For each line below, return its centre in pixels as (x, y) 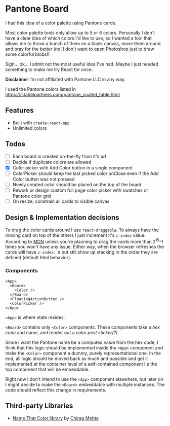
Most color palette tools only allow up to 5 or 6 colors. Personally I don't (80, 32)
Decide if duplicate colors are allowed (52, 162)
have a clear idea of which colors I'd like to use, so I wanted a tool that (78, 38)
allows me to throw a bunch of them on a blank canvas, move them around (83, 43)
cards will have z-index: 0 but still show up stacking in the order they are (82, 252)
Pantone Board (37, 9)
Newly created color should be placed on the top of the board (77, 184)
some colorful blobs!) (28, 54)
